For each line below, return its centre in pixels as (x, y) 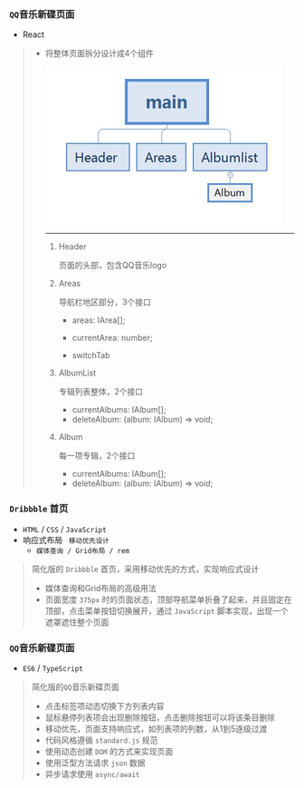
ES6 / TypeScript (52, 667)
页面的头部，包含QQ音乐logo (113, 266)
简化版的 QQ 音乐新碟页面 (76, 686)
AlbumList (77, 373)
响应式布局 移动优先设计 (66, 540)
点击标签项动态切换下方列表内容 (104, 705)
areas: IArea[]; (99, 320)
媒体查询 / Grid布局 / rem (83, 550)
